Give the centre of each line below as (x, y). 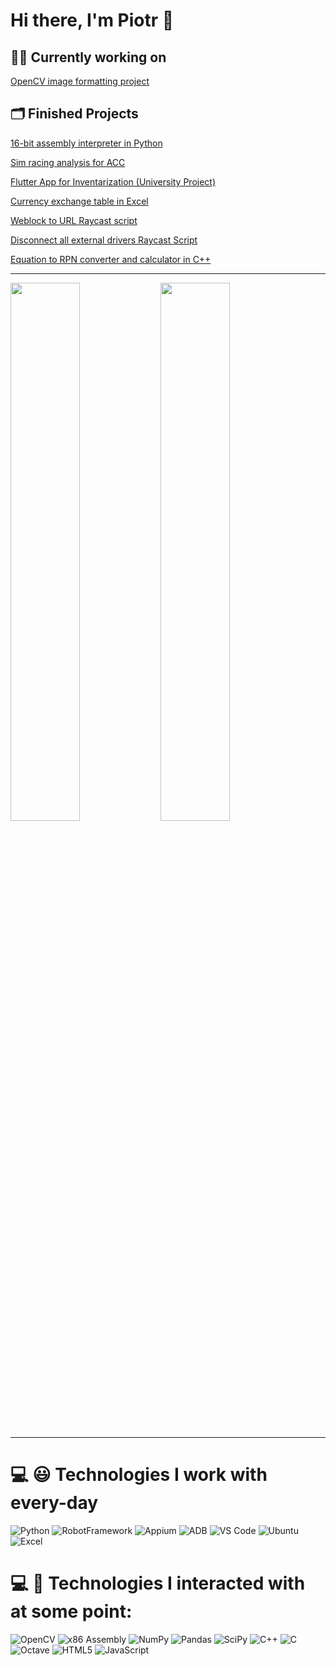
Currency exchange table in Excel (79, 201)
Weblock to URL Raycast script (74, 220)
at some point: (71, 1611)
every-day (54, 1503)
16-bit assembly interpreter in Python (86, 143)
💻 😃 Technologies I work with (139, 1475)
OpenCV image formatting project (80, 81)
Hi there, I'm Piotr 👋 (92, 20)
